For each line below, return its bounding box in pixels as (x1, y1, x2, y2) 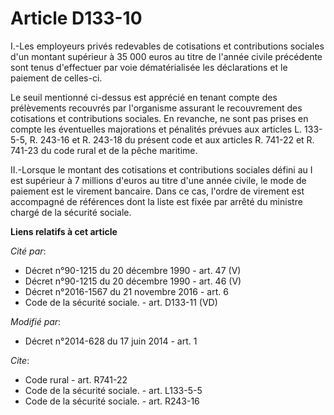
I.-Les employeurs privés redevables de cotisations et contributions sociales (10, 40, 325, 52)
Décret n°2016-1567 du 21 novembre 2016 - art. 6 (24, 285, 229, 297)
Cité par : (10, 245, 47, 257)
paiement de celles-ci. (10, 72, 103, 84)
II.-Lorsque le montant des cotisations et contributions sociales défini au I (10, 163, 313, 176)
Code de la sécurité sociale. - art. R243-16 (24, 395, 200, 407)
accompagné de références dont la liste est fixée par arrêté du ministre (10, 195, 303, 207)
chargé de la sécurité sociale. (10, 206, 132, 218)
